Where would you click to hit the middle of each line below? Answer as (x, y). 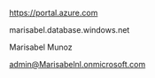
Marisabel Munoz (41, 47)
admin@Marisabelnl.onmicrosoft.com (77, 64)
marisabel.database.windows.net (70, 30)
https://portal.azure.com (54, 13)
